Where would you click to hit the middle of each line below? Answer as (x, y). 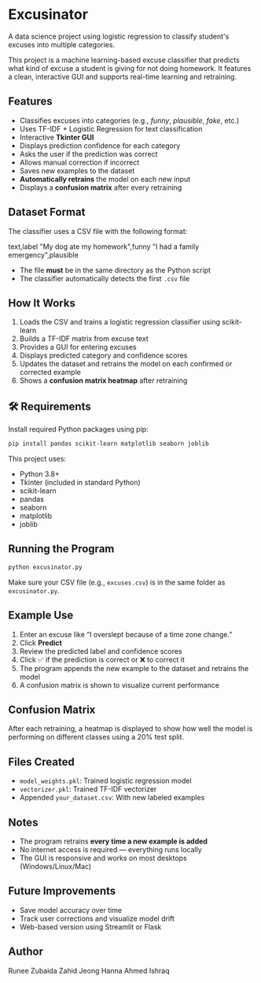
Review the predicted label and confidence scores (101, 651)
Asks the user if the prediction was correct (88, 154)
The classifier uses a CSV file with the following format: (98, 231)
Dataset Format (47, 212)
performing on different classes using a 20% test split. (96, 737)
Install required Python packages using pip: (78, 429)
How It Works (42, 303)
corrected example (50, 373)
